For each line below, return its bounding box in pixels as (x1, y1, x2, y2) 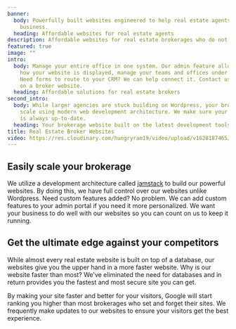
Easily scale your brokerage (7, 160, 131, 172)
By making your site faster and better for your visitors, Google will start (7, 291, 212, 299)
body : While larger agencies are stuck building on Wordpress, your (13, 102, 218, 109)
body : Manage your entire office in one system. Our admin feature (13, 63, 216, 70)
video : (7, 134, 27, 141)
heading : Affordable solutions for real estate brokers (13, 89, 181, 96)
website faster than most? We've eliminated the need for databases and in (7, 270, 222, 278)
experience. (7, 314, 42, 322)
